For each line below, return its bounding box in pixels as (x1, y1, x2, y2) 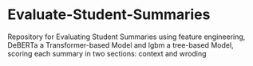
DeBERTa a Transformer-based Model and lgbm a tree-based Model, (7, 40, 234, 49)
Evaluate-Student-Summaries (7, 6, 211, 24)
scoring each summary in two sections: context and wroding (7, 49, 207, 58)
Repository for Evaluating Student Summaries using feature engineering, (7, 32, 246, 41)
